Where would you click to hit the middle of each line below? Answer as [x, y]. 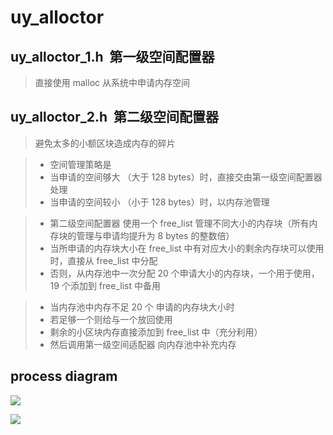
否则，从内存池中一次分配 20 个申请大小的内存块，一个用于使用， [184, 273]
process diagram [64, 376]
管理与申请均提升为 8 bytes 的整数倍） [155, 235]
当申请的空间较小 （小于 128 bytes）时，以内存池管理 [159, 202]
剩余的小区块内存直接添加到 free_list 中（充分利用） [156, 332]
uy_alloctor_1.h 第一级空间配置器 [112, 56]
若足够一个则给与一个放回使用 [111, 319]
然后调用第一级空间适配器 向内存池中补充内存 [143, 344]
